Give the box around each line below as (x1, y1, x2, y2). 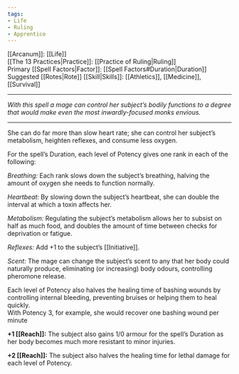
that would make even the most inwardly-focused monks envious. (7, 108, 201, 117)
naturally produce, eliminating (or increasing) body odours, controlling (7, 264, 213, 273)
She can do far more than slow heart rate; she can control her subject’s (7, 129, 216, 137)
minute (7, 316, 28, 325)
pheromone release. (7, 272, 66, 281)
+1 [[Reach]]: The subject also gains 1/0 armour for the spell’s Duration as (7, 330, 224, 338)
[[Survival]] (7, 80, 41, 89)
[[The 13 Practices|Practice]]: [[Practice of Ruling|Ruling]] (7, 58, 176, 66)
